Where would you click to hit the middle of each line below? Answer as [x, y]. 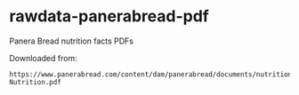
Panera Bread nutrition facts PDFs [71, 41]
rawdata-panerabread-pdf [109, 16]
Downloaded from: [43, 58]
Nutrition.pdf [36, 82]
